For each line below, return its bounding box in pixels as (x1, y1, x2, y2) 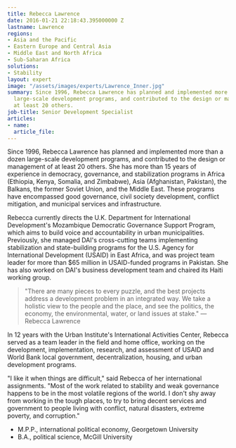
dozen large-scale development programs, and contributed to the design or (7, 155, 226, 163)
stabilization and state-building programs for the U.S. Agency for (7, 244, 195, 252)
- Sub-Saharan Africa (7, 56, 71, 63)
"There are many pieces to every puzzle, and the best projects (24, 287, 206, 296)
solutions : (7, 63, 39, 70)
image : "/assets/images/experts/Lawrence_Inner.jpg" (7, 82, 165, 89)
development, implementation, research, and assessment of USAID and (7, 346, 214, 354)
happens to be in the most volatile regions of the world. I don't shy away (7, 389, 216, 398)
